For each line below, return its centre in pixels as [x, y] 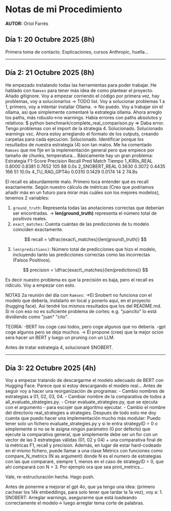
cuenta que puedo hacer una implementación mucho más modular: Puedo [83, 418]
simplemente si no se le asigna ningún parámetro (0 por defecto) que [78, 429]
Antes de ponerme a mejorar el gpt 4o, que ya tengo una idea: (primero [80, 487]
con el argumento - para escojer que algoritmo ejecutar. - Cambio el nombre [85, 407]
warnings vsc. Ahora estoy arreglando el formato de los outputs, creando [82, 134]
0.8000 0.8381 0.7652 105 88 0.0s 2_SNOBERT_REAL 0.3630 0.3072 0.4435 [85, 166]
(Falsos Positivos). [32, 260]
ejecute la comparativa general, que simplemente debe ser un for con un [81, 435]
